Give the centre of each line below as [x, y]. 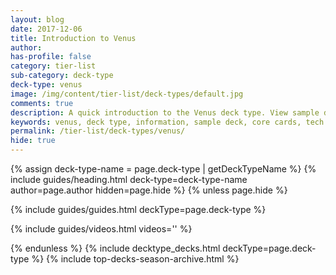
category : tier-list [53, 66]
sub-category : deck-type [62, 76]
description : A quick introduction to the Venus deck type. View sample [165, 112]
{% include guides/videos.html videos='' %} [101, 229]
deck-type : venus [46, 85]
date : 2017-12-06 [46, 29]
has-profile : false [51, 57]
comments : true [42, 103]
